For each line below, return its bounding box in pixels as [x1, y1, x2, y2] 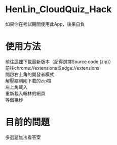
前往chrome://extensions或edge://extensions [5, 65, 100, 71]
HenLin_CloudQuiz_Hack [5, 4, 112, 15]
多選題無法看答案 [5, 134, 41, 140]
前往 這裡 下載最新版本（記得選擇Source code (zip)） [5, 59, 114, 65]
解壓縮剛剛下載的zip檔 [5, 77, 52, 83]
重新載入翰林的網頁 [5, 90, 46, 96]
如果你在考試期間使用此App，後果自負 [5, 21, 85, 27]
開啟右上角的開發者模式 [5, 71, 54, 77]
